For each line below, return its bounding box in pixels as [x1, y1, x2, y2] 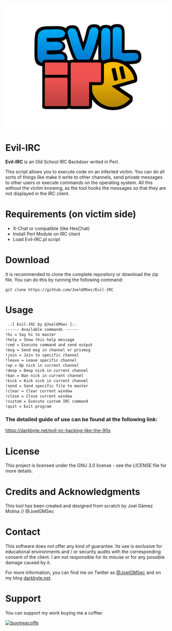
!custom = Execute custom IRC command [5, 399, 88, 404]
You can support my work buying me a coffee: [5, 610, 104, 616]
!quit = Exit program [5, 404, 52, 409]
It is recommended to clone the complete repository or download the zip [5, 271, 159, 278]
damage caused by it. [5, 560, 51, 566]
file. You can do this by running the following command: [5, 277, 123, 283]
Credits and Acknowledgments [5, 486, 140, 498]
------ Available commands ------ [5, 327, 80, 332]
